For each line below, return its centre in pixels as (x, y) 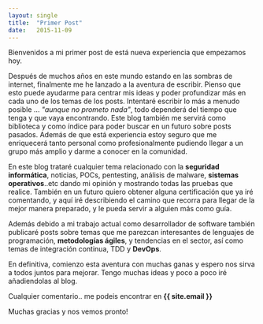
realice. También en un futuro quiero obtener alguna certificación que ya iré (131, 192)
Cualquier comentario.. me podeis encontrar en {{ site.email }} (110, 296)
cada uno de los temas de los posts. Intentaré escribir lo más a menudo (124, 101)
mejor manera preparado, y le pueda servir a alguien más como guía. (120, 209)
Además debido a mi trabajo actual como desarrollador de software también (132, 224)
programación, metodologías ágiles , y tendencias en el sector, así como (126, 240)
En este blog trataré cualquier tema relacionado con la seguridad (114, 167)
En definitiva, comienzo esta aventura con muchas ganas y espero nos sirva (132, 264)
